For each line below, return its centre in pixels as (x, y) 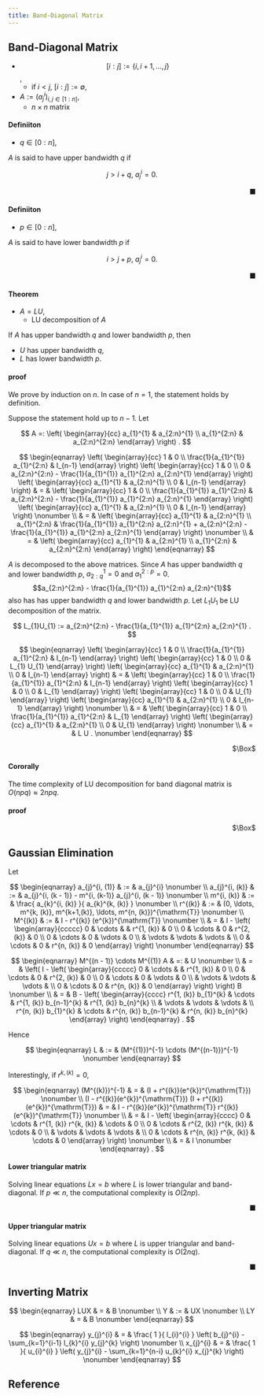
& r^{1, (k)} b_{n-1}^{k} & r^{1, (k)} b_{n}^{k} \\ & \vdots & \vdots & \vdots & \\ (132, 1003)
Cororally (24, 767)
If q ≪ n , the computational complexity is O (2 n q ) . (120, 1252)
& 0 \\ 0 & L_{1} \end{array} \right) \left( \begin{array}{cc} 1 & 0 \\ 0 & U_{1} (132, 691)
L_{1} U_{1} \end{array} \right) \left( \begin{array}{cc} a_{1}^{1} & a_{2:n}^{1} (132, 666)
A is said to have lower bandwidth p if (69, 242)
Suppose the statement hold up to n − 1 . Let (79, 418)
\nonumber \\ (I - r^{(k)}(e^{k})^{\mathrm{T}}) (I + (121, 1098)
